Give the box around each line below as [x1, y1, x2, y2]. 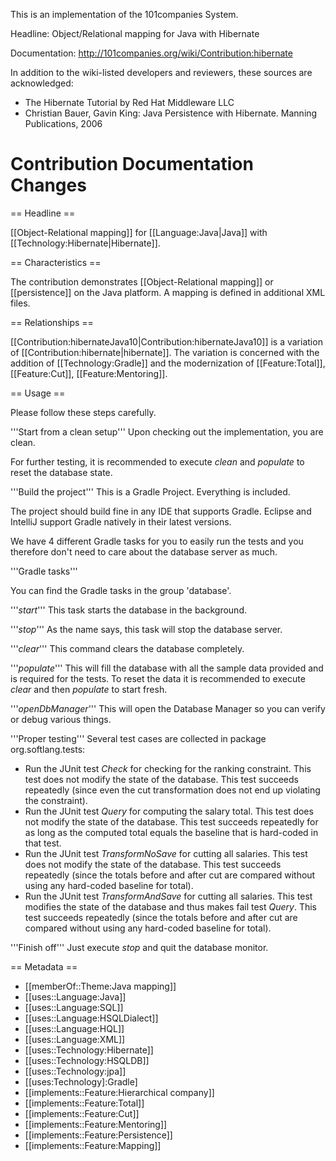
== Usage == [10, 387, 66, 399]
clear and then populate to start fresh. [10, 683, 168, 695]
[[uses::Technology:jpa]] [24, 1065, 127, 1077]
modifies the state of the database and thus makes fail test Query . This [24, 900, 317, 913]
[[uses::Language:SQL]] [24, 1001, 124, 1013]
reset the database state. [10, 466, 113, 478]
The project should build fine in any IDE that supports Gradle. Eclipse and [10, 505, 312, 517]
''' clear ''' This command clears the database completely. [10, 642, 245, 654]
